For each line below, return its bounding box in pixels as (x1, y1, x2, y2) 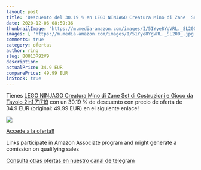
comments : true (6, 37, 44, 42)
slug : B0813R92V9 (6, 53, 50, 59)
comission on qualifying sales (6, 145, 80, 153)
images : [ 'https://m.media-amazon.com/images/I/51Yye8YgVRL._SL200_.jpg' (6, 31, 197, 37)
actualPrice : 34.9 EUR (6, 64, 63, 71)
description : (6, 59, 39, 65)
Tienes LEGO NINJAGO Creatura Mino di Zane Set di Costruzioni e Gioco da (6, 92, 193, 99)
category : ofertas (6, 42, 52, 48)
